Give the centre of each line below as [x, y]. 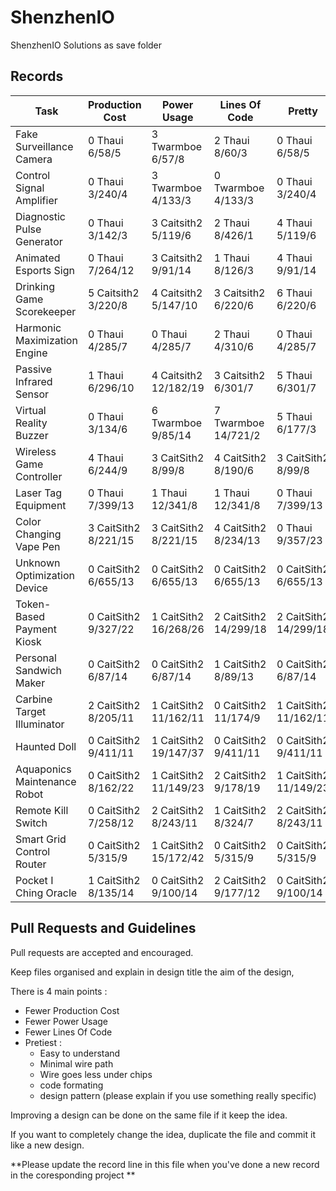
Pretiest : [43, 1042]
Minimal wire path [76, 1063]
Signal [30, 188]
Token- [33, 604]
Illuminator [40, 724]
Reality [31, 423]
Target [31, 711]
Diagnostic [40, 216]
